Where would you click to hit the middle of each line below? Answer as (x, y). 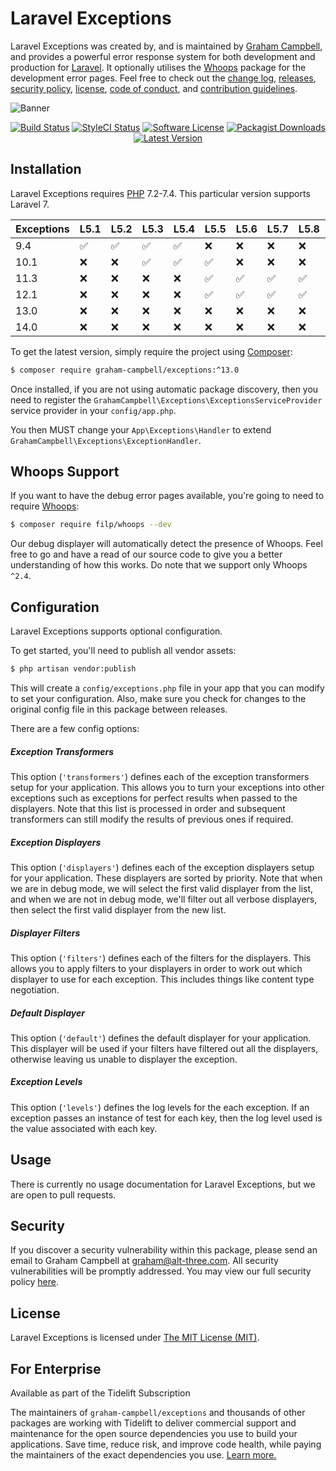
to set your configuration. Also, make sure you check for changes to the (158, 698)
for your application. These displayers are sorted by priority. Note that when (166, 878)
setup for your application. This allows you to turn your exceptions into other (167, 787)
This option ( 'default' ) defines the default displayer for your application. (161, 1038)
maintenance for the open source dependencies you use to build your (154, 1434)
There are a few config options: (75, 728)
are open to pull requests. (63, 1194)
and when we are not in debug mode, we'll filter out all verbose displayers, (164, 899)
